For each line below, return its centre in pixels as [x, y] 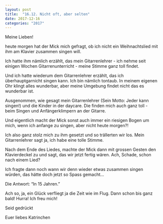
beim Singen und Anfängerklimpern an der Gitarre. [56, 111]
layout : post [18, 9]
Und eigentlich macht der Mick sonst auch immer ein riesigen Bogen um [77, 120]
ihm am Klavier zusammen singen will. [43, 52]
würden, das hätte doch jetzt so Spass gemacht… [55, 175]
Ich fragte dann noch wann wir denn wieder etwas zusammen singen [74, 169]
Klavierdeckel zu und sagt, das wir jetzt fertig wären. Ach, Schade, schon [78, 155]
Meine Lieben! [19, 37]
